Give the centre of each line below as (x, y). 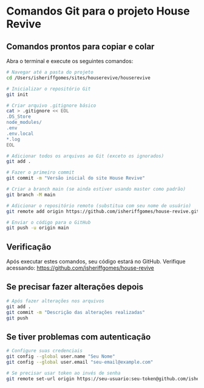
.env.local (20, 134)
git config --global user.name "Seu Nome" (61, 356)
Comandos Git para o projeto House (98, 11)
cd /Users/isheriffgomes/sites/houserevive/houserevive (78, 78)
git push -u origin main (38, 228)
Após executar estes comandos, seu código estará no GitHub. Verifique (96, 262)
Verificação (29, 247)
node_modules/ (24, 123)
